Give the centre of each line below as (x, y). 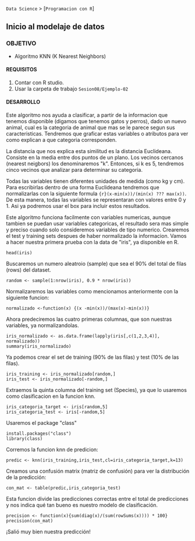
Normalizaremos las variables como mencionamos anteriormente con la (92, 292)
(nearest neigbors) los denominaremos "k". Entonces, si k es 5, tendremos (95, 164)
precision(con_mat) (30, 521)
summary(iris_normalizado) (39, 346)
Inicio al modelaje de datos (55, 27)
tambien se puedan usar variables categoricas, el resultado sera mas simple (97, 224)
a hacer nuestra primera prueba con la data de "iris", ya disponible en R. (93, 242)
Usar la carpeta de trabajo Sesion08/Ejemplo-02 (71, 89)
